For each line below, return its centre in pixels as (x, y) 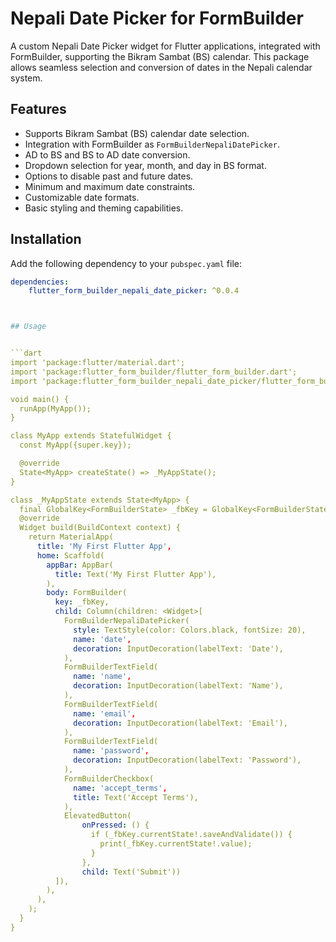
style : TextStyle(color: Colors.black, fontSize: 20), (190, 630)
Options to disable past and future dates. (109, 176)
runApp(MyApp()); (55, 408)
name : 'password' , (111, 751)
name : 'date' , (102, 639)
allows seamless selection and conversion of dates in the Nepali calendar (161, 67)
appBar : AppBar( (80, 565)
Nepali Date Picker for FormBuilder (157, 18)
